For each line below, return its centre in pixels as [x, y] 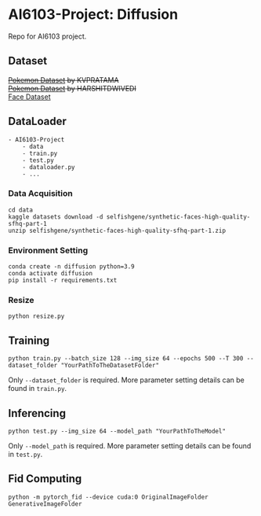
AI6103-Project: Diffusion [93, 15]
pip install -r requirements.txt [63, 281]
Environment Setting [48, 250]
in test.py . [25, 455]
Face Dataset [29, 97]
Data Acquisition [40, 193]
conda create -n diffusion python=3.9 [71, 267]
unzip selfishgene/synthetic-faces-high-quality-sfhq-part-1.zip [117, 230]
